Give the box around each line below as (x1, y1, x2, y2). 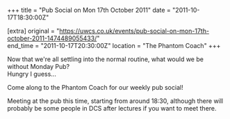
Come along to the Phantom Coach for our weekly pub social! (7, 84, 183, 91)
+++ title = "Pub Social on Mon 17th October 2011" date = (7, 6, 172, 14)
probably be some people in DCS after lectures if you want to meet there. (7, 104, 217, 112)
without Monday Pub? (7, 63, 70, 70)
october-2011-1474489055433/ (7, 34, 97, 42)
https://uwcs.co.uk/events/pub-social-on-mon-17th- (58, 27, 210, 35)
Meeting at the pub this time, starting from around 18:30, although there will (7, 97, 224, 105)
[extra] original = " (7, 27, 60, 35)
